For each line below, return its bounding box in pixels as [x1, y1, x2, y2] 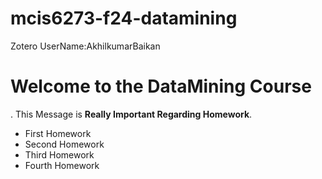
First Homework [24, 127, 92, 139]
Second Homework [24, 138, 105, 150]
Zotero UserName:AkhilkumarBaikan [10, 40, 161, 52]
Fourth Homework [24, 159, 100, 171]
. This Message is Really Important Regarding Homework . [10, 108, 253, 120]
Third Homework [24, 148, 95, 161]
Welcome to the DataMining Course [10, 75, 312, 98]
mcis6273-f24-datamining [10, 7, 238, 30]
